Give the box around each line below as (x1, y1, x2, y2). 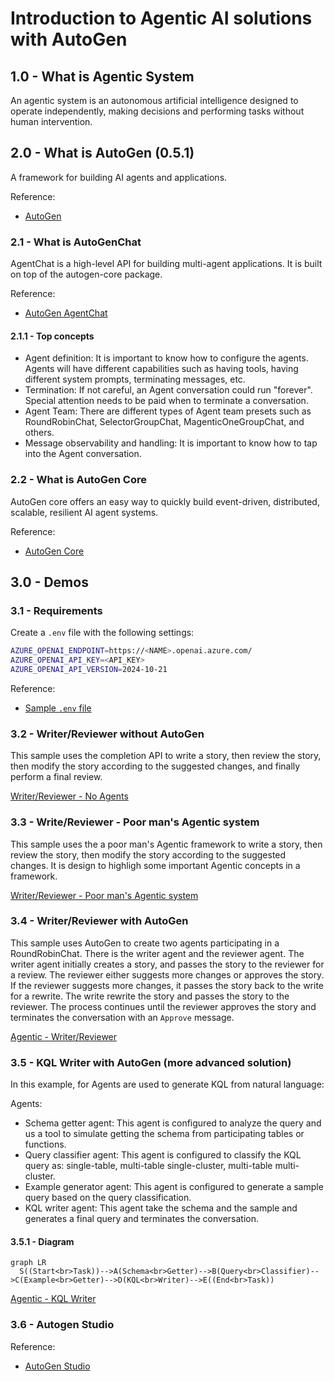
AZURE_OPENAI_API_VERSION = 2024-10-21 (10, 665, 168, 675)
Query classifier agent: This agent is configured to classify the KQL (24, 1149, 302, 1161)
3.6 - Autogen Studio (10, 1318, 115, 1332)
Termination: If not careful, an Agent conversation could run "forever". (24, 384, 313, 396)
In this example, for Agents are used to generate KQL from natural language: (10, 1078, 325, 1091)
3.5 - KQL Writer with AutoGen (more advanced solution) (10, 1055, 292, 1069)
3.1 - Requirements (10, 603, 103, 617)
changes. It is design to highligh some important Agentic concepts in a (10, 859, 301, 871)
